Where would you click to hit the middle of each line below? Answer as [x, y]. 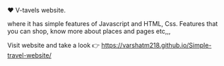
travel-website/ [29, 55]
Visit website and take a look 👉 [54, 45]
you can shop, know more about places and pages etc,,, [89, 31]
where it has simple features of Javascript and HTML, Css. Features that [113, 24]
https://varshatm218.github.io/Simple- [157, 45]
